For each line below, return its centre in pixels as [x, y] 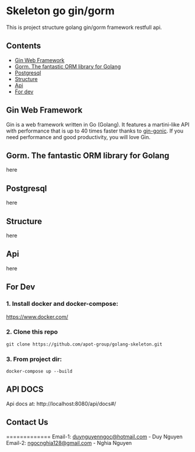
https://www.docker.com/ [37, 317]
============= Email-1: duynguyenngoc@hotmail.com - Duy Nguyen [95, 437]
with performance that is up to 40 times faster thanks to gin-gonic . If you [95, 131]
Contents [24, 46]
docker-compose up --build [39, 372]
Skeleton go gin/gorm [61, 11]
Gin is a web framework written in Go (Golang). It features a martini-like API [98, 124]
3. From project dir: [34, 359]
